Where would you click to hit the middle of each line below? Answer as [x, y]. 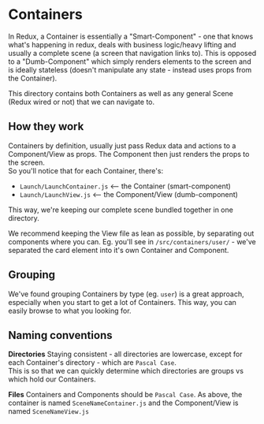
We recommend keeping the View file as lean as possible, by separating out [131, 233]
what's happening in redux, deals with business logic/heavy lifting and [122, 44]
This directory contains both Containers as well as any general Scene [121, 93]
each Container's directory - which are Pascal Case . [93, 363]
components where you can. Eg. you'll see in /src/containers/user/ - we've [132, 241]
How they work [46, 126]
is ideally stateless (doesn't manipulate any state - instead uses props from [130, 69]
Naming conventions [60, 335]
